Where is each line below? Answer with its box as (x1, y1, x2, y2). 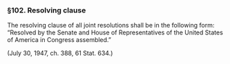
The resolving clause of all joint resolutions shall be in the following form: (7, 21, 215, 30)
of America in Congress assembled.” (7, 36, 112, 44)
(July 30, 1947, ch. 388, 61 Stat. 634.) (7, 49, 113, 57)
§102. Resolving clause (7, 6, 86, 15)
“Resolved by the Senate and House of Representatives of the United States (7, 28, 223, 36)
